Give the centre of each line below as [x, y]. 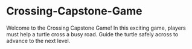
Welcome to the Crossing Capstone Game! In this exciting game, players [96, 28]
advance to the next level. [38, 41]
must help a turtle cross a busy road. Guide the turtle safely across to [92, 34]
